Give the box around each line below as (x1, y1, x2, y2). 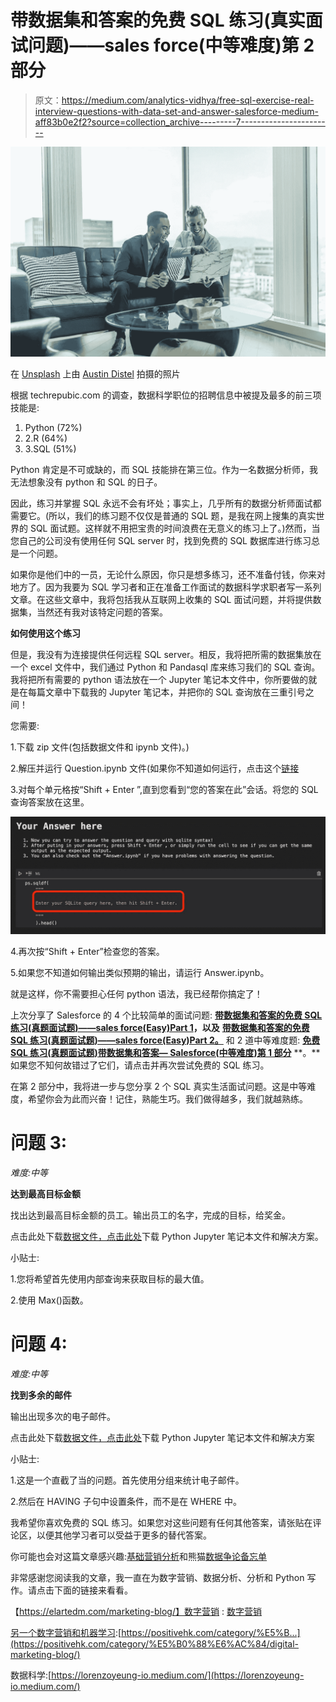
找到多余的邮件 (10, 1389, 72, 1401)
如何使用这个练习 (10, 627, 81, 639)
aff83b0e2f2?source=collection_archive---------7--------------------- (34, 116, 326, 128)
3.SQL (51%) (24, 442, 77, 455)
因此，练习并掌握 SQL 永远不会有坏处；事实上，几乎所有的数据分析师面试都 (10, 497, 322, 509)
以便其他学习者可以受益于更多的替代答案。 (36, 1529, 212, 1541)
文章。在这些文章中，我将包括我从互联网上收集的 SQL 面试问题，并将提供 (10, 593, 313, 605)
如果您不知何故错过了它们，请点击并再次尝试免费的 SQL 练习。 (10, 1059, 270, 1071)
